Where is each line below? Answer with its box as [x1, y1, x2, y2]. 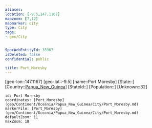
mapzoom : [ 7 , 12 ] [5, 16, 38, 21]
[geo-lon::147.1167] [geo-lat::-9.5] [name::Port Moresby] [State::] [5, 79, 134, 85]
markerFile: [5, 106, 29, 111]
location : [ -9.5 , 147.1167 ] [5, 12, 60, 17]
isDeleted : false [5, 52, 41, 57]
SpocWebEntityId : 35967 [5, 47, 54, 52]
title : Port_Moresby [5, 65, 47, 70]
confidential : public [5, 57, 49, 62]
